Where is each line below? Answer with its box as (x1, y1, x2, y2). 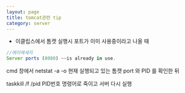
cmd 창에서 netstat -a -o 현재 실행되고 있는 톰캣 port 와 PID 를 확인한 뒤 (6, 67, 180, 75)
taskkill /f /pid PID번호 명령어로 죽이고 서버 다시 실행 (6, 80, 132, 88)
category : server (6, 20, 51, 26)
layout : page (6, 9, 40, 15)
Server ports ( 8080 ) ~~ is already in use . (6, 55, 116, 61)
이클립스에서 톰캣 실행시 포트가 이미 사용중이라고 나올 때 (15, 38, 150, 45)
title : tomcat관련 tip (6, 15, 62, 21)
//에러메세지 (6, 50, 34, 56)
